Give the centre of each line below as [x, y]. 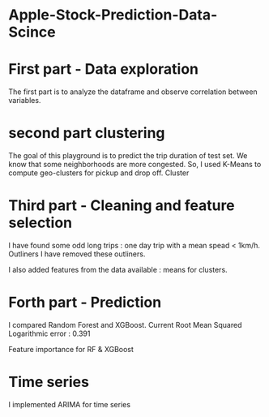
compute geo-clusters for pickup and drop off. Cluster [99, 173]
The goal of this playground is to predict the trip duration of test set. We [128, 156]
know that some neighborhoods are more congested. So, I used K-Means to [135, 165]
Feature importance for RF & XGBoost [71, 349]
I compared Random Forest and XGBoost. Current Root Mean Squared [125, 325]
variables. [25, 101]
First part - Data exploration [103, 69]
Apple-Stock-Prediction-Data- [113, 15]
